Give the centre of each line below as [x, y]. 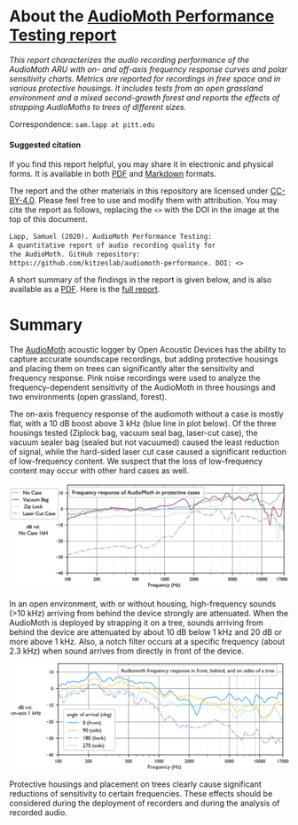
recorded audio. [39, 812]
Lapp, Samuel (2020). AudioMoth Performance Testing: [111, 237]
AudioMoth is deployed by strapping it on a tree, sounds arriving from [137, 623]
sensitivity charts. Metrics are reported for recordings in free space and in [145, 78]
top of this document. [48, 219]
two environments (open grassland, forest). [88, 397]
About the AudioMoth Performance [142, 16]
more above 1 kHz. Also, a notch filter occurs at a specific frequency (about [147, 641]
